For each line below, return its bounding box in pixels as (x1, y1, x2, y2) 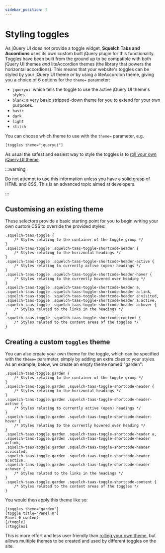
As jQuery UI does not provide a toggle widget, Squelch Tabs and (5, 45, 140, 51)
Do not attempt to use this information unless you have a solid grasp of (5, 176, 150, 182)
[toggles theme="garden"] (5, 507, 59, 512)
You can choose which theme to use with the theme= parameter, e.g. (5, 133, 144, 139)
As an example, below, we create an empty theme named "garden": (5, 361, 144, 367)
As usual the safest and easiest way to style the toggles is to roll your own (5, 151, 157, 157)
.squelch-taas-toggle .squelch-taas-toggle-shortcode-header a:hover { (5, 302, 157, 308)
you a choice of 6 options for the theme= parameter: (5, 76, 110, 82)
